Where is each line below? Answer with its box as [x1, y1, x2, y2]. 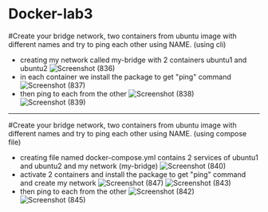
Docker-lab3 [8, 5, 93, 23]
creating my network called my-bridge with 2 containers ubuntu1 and [19, 55, 247, 65]
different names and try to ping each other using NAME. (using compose [8, 128, 247, 138]
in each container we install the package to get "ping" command [19, 72, 231, 81]
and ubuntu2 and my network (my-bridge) [19, 161, 159, 171]
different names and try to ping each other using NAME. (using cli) [8, 39, 227, 49]
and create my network [19, 178, 97, 187]
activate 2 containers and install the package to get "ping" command [19, 169, 246, 179]
